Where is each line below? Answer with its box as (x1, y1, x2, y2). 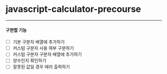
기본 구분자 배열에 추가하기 (12, 39, 65, 45)
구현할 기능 (5, 27, 27, 33)
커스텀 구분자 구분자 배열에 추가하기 (12, 51, 82, 58)
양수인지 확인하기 (12, 58, 47, 64)
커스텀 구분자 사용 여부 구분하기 (12, 45, 74, 51)
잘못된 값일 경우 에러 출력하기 (12, 64, 70, 70)
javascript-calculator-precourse (5, 3, 141, 15)
